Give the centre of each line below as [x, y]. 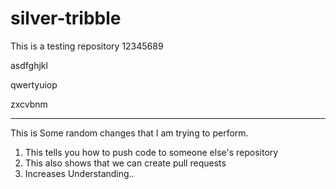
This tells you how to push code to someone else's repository [151, 152]
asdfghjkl [29, 65]
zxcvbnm [29, 104]
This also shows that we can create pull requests [125, 163]
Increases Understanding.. [79, 173]
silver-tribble [66, 18]
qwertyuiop [34, 84]
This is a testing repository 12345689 [87, 46]
